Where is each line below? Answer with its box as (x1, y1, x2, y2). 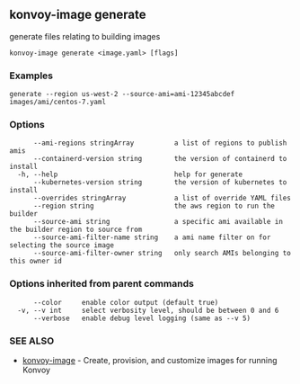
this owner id (9, 256, 63, 266)
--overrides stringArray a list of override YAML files (32, 193, 292, 203)
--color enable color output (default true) (32, 298, 219, 307)
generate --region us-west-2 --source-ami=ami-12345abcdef (9, 90, 235, 99)
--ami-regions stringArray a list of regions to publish (32, 138, 287, 147)
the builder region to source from (9, 225, 143, 235)
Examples (9, 69, 54, 82)
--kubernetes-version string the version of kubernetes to (32, 178, 287, 187)
